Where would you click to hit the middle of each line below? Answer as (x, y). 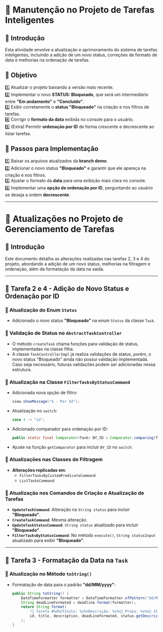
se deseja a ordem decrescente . (38, 195)
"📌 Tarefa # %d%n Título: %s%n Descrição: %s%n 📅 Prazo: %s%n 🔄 (91, 612)
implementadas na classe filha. (43, 349)
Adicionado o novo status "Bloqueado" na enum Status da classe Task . (83, 321)
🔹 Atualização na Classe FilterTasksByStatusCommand (68, 382)
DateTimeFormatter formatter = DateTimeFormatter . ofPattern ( (84, 598)
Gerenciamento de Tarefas (60, 229)
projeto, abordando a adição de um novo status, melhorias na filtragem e (78, 264)
